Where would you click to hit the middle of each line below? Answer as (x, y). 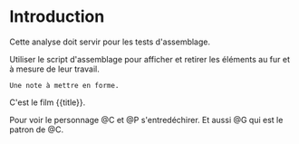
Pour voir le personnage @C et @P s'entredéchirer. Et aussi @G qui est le (146, 120)
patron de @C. (37, 130)
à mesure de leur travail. (54, 69)
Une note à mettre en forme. (64, 85)
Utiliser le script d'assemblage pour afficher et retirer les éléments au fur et (150, 59)
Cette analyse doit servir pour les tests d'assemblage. (110, 42)
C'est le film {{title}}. (48, 102)
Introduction (57, 17)
